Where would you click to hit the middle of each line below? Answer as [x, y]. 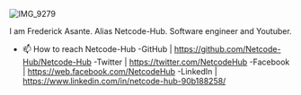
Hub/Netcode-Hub [57, 62]
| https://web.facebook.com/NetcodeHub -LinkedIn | [120, 71]
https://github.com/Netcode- [227, 49]
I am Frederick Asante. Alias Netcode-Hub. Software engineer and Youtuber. [150, 31]
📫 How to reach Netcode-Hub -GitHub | [97, 49]
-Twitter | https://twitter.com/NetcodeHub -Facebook [192, 62]
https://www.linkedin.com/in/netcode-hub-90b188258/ [124, 81]
